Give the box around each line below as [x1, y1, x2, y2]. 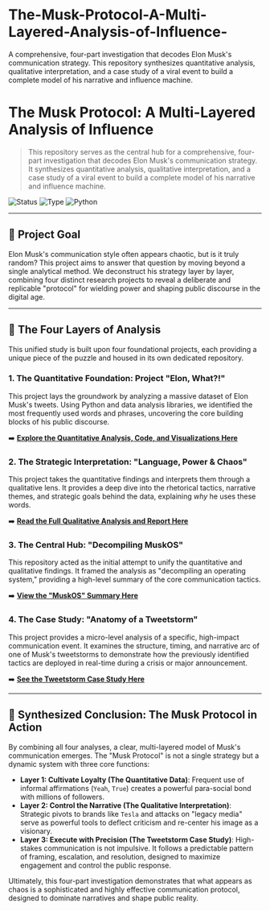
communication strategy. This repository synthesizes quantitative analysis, [8, 58, 256, 68]
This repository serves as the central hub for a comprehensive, [27, 147, 237, 156]
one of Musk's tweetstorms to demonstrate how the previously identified [8, 649, 249, 659]
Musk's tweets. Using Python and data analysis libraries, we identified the [8, 400, 253, 409]
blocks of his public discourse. [8, 416, 110, 426]
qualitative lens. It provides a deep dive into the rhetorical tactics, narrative [8, 483, 256, 493]
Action [8, 721, 43, 735]
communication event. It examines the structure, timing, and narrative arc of [8, 640, 260, 650]
